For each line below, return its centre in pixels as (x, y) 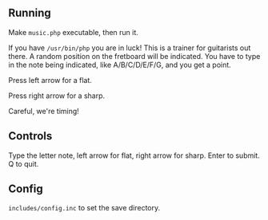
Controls (30, 136)
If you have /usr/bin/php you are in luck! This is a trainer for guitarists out (130, 48)
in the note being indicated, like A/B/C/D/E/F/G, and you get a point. (120, 65)
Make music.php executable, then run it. (73, 32)
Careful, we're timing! (44, 111)
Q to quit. (24, 163)
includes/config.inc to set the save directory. (84, 208)
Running (30, 13)
